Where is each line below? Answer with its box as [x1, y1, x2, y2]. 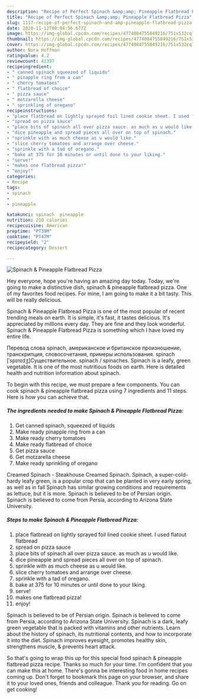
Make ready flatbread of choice [15, 441, 92, 448]
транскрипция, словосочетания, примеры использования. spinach [6, 351, 175, 358]
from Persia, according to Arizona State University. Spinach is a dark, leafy [6, 618, 188, 625]
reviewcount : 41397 [6, 58, 55, 64]
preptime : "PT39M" [6, 228, 52, 234]
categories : [6, 174, 36, 180]
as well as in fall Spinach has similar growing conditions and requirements [6, 484, 187, 491]
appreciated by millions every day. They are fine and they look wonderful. [6, 321, 185, 328]
